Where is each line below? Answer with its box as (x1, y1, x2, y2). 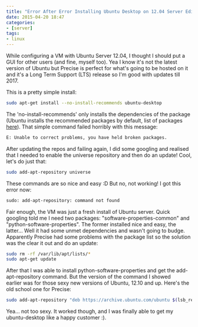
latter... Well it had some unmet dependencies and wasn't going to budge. (6, 227, 186, 234)
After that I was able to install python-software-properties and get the (6, 267, 175, 274)
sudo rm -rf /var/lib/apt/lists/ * (6, 251, 91, 257)
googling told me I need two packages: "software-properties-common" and (6, 214, 190, 222)
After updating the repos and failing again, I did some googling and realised (6, 145, 189, 152)
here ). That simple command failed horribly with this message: (6, 123, 158, 130)
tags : (6, 31, 19, 37)
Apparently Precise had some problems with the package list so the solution (6, 233, 191, 240)
